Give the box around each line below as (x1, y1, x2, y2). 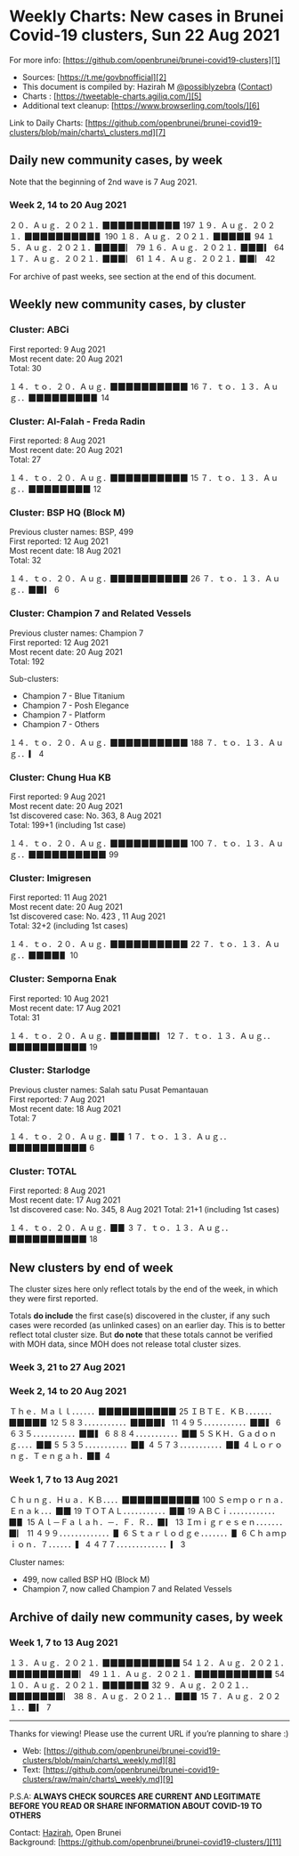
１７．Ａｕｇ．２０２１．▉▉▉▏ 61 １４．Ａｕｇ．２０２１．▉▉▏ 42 (9, 254, 276, 264)
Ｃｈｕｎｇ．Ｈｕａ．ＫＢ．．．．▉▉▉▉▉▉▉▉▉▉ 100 (9, 1495, 216, 1505)
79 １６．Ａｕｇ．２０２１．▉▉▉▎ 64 (135, 242, 285, 253)
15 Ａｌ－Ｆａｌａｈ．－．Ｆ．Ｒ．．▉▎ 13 (26, 1517, 184, 1528)
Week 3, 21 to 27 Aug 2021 (9, 1360, 126, 1373)
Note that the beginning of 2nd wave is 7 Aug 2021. (9, 176, 198, 187)
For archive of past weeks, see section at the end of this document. (9, 272, 256, 282)
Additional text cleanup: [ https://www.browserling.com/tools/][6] (21, 100, 260, 110)
